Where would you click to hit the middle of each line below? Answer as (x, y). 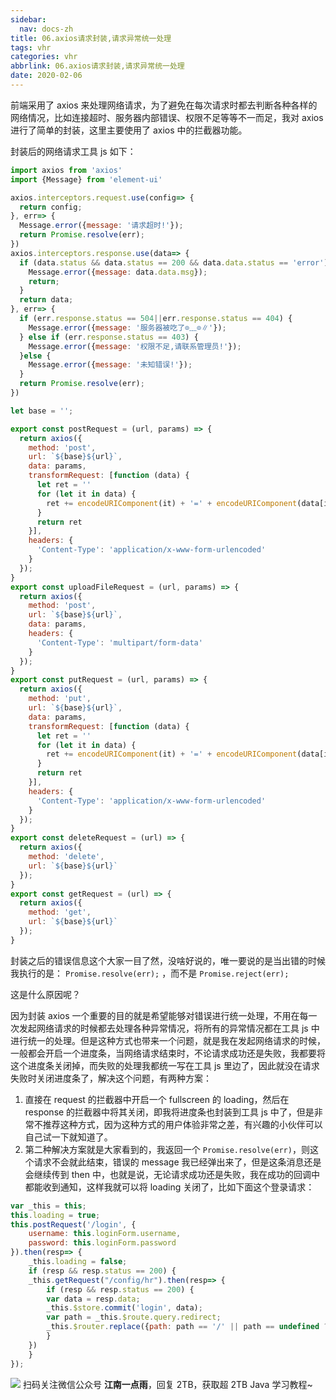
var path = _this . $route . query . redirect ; (134, 1317)
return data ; (46, 300)
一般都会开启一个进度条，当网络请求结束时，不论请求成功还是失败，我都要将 (168, 1053)
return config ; (51, 207)
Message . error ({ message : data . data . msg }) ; (118, 272)
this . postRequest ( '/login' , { (73, 1224)
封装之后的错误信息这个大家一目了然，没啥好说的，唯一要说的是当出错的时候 (168, 960)
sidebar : (28, 19)
